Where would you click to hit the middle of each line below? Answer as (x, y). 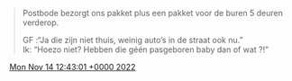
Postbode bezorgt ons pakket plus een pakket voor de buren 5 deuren (153, 13)
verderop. (41, 22)
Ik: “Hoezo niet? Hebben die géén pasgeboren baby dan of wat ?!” (145, 49)
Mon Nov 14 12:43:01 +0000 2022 (72, 67)
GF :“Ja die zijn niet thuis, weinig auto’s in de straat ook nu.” (132, 40)
